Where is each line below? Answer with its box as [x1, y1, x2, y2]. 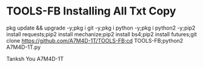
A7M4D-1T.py [6, 43, 41, 51]
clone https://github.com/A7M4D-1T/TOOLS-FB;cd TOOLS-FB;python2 [6, 37, 184, 44]
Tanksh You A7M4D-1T [6, 55, 64, 62]
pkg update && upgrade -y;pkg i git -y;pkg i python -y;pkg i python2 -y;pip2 [6, 24, 196, 31]
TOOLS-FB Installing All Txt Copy [6, 4, 176, 18]
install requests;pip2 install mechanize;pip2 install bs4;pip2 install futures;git [6, 30, 197, 37]
